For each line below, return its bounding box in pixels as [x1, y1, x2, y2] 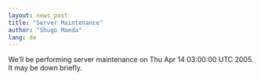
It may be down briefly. [8, 64, 82, 73]
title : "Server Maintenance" [8, 19, 103, 27]
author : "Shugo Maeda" [8, 26, 82, 34]
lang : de [8, 33, 37, 42]
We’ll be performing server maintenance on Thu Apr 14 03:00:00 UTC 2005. [8, 55, 254, 64]
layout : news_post [8, 11, 68, 20]
